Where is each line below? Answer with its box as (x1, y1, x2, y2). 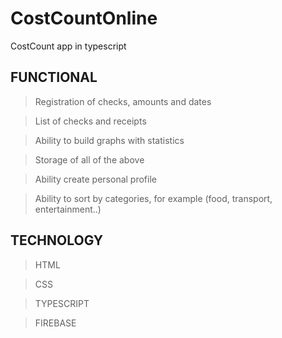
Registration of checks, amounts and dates (34, 95, 212, 107)
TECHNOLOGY (10, 232, 104, 249)
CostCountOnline (10, 7, 158, 30)
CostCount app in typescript (10, 40, 127, 52)
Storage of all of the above (34, 153, 145, 166)
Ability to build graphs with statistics (34, 134, 185, 146)
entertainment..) (34, 203, 102, 215)
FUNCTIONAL (10, 69, 98, 86)
